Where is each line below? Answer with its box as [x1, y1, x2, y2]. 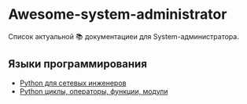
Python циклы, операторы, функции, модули [19, 86, 168, 95]
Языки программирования [8, 57, 148, 71]
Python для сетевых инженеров [19, 78, 127, 88]
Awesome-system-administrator [8, 5, 227, 23]
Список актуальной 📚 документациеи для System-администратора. [8, 31, 240, 41]
